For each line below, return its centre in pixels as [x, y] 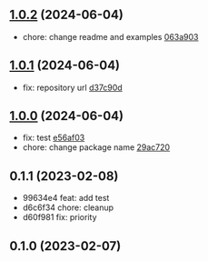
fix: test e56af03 [54, 138]
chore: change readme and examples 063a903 [110, 36]
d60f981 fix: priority [59, 217]
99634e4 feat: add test [66, 198]
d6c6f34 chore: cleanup [68, 207]
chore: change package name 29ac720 [96, 147]
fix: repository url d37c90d [72, 87]
